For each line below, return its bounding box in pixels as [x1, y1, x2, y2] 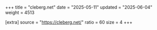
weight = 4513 [5, 9, 35, 15]
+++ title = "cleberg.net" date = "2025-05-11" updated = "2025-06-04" [5, 4, 152, 10]
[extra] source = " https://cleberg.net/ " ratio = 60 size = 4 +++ [5, 19, 132, 25]
